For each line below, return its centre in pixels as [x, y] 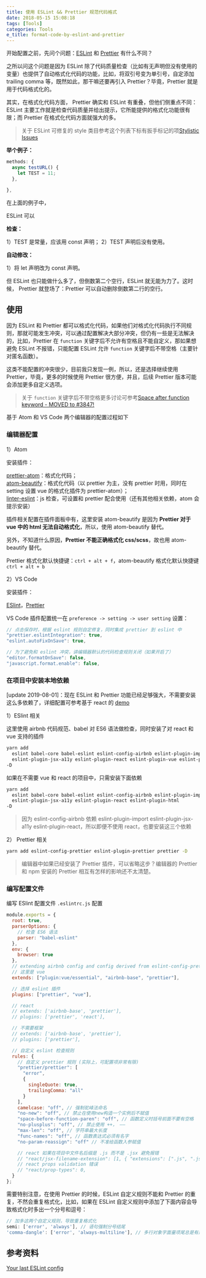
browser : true [35, 955]
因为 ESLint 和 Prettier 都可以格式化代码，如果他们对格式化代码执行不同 [97, 325]
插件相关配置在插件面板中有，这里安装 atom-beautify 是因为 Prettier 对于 [99, 519]
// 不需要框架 [28, 1028]
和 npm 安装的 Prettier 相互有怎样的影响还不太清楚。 [88, 872]
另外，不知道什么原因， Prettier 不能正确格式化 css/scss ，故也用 [88, 540]
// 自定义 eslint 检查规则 [43, 1050]
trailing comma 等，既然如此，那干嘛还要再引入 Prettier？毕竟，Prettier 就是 [102, 82]
